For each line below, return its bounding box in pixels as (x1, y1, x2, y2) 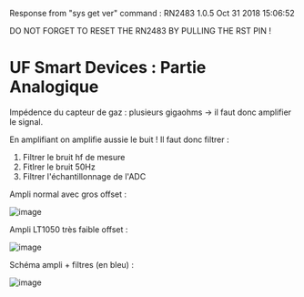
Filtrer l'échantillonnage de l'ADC (22, 170, 147, 181)
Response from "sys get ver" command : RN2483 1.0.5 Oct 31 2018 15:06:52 (9, 8, 295, 18)
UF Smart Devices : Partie (9, 57, 207, 78)
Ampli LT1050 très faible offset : (9, 223, 128, 235)
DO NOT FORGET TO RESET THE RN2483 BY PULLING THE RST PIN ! (9, 26, 271, 36)
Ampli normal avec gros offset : (9, 189, 127, 200)
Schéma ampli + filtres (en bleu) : (9, 259, 135, 270)
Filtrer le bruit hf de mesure (22, 151, 126, 162)
